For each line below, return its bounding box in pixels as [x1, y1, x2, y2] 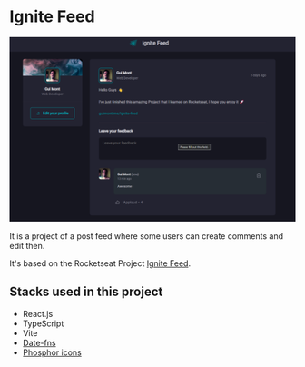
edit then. [9, 240, 45, 251]
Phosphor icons [22, 347, 82, 358]
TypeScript [22, 318, 64, 329]
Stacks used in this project [9, 284, 163, 300]
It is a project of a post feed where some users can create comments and [9, 230, 284, 242]
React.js [22, 308, 54, 319]
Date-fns [22, 337, 56, 348]
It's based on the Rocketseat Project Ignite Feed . [9, 257, 192, 269]
